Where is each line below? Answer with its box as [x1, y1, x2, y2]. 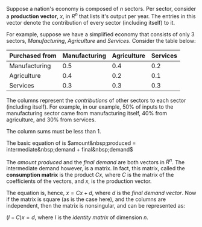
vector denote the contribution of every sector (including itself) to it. [6, 19, 175, 26]
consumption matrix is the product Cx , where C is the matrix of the [6, 171, 174, 179]
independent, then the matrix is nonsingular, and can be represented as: [6, 202, 186, 209]
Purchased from [9, 51, 57, 60]
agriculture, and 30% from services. [6, 116, 96, 123]
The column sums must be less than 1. [6, 127, 101, 135]
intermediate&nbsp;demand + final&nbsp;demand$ [6, 145, 134, 153]
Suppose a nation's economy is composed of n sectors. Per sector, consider [6, 5, 197, 12]
